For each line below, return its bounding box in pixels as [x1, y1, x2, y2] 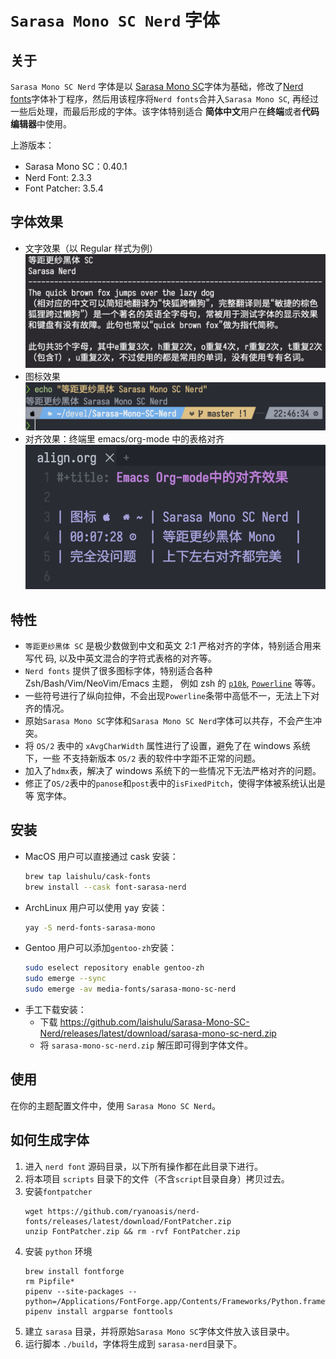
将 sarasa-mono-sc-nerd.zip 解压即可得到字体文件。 [39, 1039, 254, 1051]
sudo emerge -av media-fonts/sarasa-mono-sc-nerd [24, 984, 237, 995]
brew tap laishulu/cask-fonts [24, 871, 152, 881]
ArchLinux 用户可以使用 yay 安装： [24, 901, 168, 913]
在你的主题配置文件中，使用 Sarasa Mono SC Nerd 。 [10, 1099, 221, 1111]
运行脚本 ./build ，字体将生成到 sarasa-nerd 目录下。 [24, 1337, 243, 1350]
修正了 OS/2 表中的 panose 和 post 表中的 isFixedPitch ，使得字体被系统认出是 [24, 777, 326, 789]
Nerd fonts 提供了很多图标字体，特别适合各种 [24, 664, 213, 676]
